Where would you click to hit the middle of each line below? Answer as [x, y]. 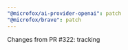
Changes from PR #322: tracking [54, 39]
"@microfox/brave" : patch [44, 20]
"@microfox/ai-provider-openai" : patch [64, 13]
